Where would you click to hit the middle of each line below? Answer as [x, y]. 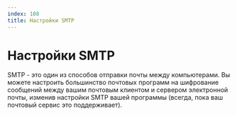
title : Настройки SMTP [41, 21]
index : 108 [23, 14]
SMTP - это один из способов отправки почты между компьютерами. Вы [119, 75]
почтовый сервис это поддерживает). [65, 105]
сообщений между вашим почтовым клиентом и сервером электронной [118, 90]
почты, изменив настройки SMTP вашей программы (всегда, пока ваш [115, 98]
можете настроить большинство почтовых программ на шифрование [113, 83]
